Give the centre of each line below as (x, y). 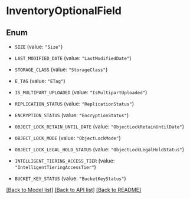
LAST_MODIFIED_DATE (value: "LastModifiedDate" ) (73, 58)
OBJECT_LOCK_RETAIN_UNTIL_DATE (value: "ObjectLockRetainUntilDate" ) (99, 127)
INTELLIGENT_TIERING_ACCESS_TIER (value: (65, 161)
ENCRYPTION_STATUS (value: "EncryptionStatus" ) (71, 115)
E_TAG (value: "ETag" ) (40, 81)
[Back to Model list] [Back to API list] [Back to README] (74, 190)
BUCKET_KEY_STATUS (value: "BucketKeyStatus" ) (70, 178)
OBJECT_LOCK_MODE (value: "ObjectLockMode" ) (68, 138)
